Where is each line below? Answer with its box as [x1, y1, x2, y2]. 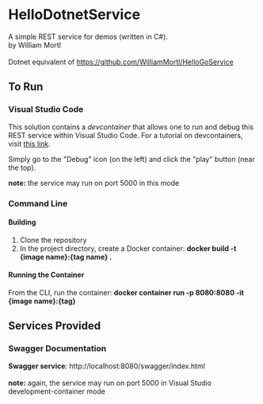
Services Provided [8, 319, 101, 333]
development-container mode [8, 387, 105, 396]
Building [8, 217, 36, 227]
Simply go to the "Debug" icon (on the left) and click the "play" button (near [8, 154, 255, 164]
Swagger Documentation [8, 343, 107, 354]
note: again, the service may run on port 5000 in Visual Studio [8, 378, 212, 387]
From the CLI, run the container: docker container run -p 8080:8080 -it [8, 287, 244, 297]
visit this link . [8, 139, 51, 148]
